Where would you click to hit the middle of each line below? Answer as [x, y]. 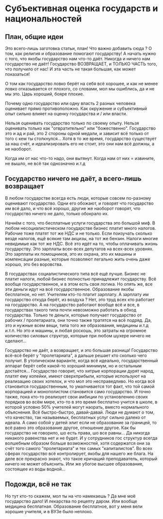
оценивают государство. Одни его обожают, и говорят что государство [79, 203]
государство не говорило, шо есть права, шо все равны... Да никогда [78, 432]
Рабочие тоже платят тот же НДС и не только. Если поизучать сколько [79, 233]
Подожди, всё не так [38, 484]
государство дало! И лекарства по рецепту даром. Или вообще [71, 501]
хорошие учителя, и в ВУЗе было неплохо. [49, 511]
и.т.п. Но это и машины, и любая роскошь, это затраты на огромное [76, 330]
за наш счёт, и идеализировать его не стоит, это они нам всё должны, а [80, 144]
